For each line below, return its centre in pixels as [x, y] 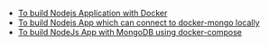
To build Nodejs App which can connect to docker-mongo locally [139, 23]
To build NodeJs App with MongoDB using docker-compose [130, 32]
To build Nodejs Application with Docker [93, 13]
